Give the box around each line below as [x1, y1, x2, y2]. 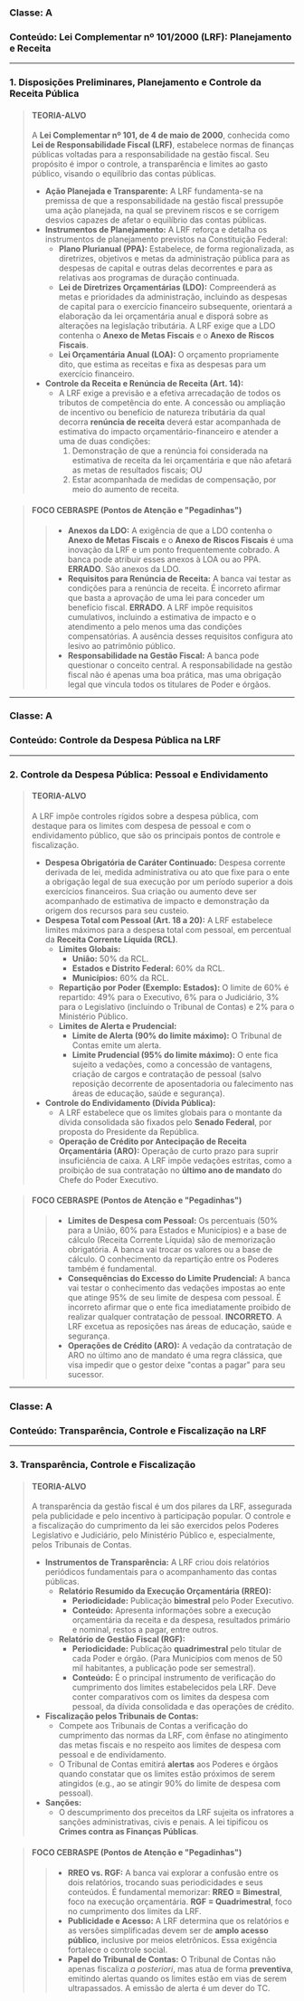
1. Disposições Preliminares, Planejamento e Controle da [9, 76, 262, 89]
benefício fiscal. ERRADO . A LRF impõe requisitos [67, 602, 253, 613]
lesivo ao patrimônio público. [67, 640, 176, 651]
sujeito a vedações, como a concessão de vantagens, [71, 1059, 273, 1070]
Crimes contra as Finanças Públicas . [58, 1826, 199, 1837]
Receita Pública [9, 88, 80, 100]
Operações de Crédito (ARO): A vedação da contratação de [67, 1340, 292, 1351]
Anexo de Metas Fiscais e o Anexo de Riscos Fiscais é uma [67, 534, 294, 545]
